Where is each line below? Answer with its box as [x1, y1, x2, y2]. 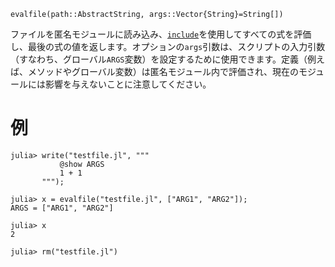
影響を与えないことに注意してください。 [44, 78, 212, 90]
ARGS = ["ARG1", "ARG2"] [10, 203, 114, 213]
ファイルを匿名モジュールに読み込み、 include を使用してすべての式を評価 [10, 28, 312, 40]
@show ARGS [59, 159, 105, 169]
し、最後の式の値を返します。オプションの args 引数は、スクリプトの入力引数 [10, 41, 326, 52]
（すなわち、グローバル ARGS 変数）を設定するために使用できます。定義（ [10, 53, 308, 65]
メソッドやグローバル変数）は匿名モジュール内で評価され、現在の [27, 66, 300, 77]
